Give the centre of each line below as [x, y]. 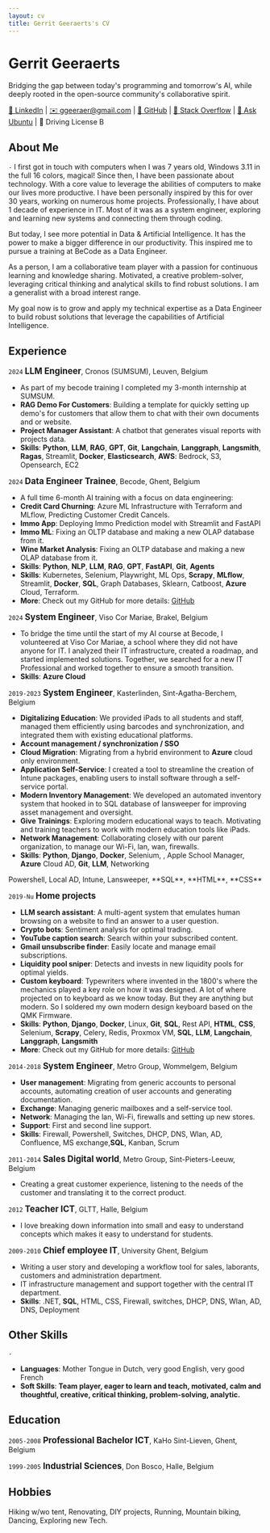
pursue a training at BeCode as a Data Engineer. [88, 251]
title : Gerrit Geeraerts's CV [59, 23]
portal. [58, 787]
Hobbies [30, 1492]
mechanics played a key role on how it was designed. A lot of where [133, 990]
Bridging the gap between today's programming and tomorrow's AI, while [130, 86]
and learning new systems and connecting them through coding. [116, 218]
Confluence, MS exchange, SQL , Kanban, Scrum [100, 1143]
